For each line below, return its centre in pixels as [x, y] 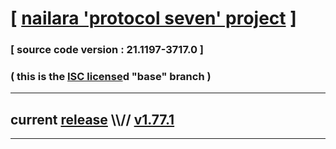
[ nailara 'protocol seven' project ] [153, 18]
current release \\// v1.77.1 [92, 119]
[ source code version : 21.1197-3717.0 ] [107, 50]
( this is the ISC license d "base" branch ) [111, 77]
